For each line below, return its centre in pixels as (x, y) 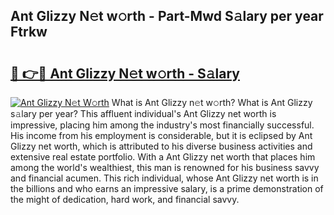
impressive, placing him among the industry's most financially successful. (162, 125)
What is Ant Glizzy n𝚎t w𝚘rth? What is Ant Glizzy (212, 102)
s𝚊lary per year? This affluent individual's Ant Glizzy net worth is (143, 113)
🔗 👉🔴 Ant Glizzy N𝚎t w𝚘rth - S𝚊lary (125, 73)
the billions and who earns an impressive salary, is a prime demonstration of (167, 188)
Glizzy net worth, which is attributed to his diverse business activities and (161, 146)
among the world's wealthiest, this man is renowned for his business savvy (165, 167)
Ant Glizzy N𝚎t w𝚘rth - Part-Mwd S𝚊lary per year (167, 16)
